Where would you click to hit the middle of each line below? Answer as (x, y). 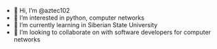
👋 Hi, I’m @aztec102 (42, 11)
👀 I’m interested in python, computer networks (79, 18)
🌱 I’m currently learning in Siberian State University (86, 25)
